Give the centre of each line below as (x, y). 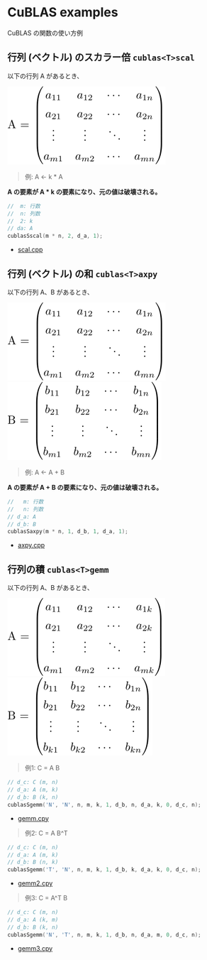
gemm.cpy (33, 818)
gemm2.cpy (35, 883)
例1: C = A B (42, 768)
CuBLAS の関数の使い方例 (45, 33)
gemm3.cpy (35, 948)
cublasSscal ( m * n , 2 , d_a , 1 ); (55, 236)
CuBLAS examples (63, 12)
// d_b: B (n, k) (33, 862)
